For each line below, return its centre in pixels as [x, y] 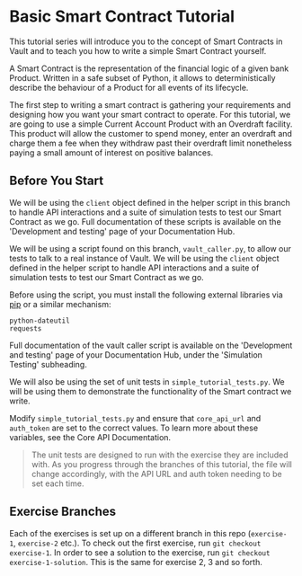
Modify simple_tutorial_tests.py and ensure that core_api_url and [135, 418]
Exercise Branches [63, 512]
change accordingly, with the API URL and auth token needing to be [156, 474]
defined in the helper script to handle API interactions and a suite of [134, 268]
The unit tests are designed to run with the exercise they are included [160, 455]
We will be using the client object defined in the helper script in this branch [150, 202]
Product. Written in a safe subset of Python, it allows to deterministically [142, 77]
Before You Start [57, 181]
